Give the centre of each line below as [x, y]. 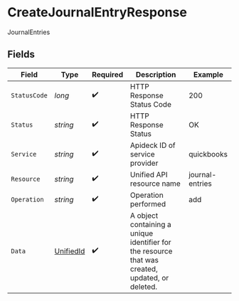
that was [144, 260]
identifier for [151, 242]
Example [208, 74]
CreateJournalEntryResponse [97, 12]
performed [148, 204]
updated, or [150, 278]
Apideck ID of [153, 145]
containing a [151, 224]
